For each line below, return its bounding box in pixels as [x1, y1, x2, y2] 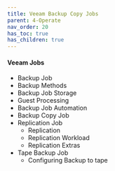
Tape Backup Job [17, 148, 69, 157]
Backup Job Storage [17, 89, 77, 97]
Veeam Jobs [7, 58, 45, 67]
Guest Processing [17, 96, 69, 105]
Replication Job [17, 119, 63, 127]
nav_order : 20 [7, 23, 49, 30]
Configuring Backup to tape [27, 156, 109, 165]
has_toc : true [7, 30, 49, 37]
